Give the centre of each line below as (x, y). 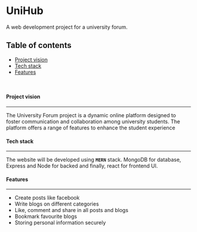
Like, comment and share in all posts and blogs (72, 210)
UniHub (25, 11)
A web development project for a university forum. (67, 27)
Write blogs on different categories (57, 204)
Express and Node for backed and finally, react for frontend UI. (82, 166)
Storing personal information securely (60, 223)
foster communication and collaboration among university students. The (93, 121)
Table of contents (39, 45)
